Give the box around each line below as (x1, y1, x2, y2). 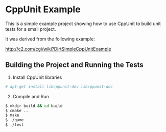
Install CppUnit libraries (12, 74, 62, 80)
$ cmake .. (5, 108, 29, 113)
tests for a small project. (5, 26, 56, 32)
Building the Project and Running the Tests (5, 60, 144, 70)
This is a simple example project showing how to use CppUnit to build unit (5, 20, 161, 27)
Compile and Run (12, 93, 50, 99)
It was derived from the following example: (5, 36, 96, 42)
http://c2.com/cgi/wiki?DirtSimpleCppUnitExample (5, 46, 111, 52)
